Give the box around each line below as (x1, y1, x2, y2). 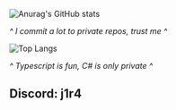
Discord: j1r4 (9, 86, 83, 102)
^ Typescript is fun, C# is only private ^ (9, 61, 154, 71)
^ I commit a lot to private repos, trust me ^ (9, 26, 168, 36)
